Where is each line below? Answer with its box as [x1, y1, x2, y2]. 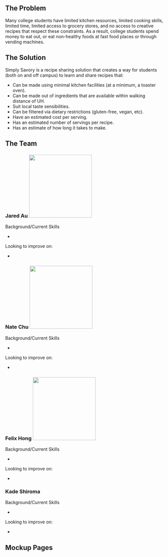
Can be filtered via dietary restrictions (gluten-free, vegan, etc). [12, 108, 144, 115]
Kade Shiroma [5, 488, 41, 495]
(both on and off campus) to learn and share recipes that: [5, 72, 124, 78]
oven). [12, 87, 26, 93]
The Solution [5, 53, 46, 62]
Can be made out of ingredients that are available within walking [12, 93, 145, 99]
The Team [5, 140, 38, 148]
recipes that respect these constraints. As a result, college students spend [5, 28, 159, 34]
